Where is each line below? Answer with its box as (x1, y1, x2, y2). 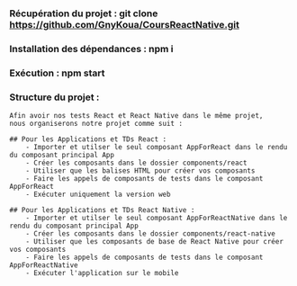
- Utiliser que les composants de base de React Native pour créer (25, 237, 283, 246)
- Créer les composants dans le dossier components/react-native (25, 229, 276, 238)
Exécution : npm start (9, 67, 105, 79)
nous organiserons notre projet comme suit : (9, 120, 183, 129)
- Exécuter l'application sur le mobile (25, 269, 179, 278)
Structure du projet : (9, 91, 100, 103)
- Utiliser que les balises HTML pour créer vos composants (25, 166, 256, 175)
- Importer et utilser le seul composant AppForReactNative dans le (25, 214, 288, 223)
